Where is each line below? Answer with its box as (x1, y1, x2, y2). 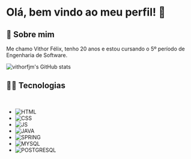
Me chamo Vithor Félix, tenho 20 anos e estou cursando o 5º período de (6, 45, 185, 52)
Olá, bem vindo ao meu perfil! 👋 (6, 5, 166, 19)
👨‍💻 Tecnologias (6, 80, 66, 91)
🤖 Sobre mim (6, 29, 55, 40)
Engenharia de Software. (6, 52, 68, 59)
